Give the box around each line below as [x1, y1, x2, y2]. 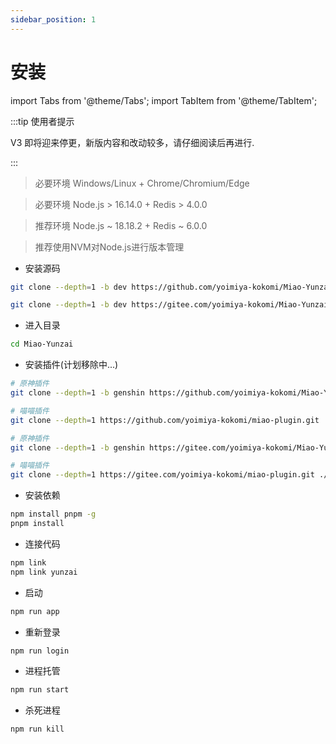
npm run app [10, 606, 60, 616]
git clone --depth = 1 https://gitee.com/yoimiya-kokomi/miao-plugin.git [10, 470, 315, 480]
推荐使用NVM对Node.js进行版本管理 [34, 241, 185, 253]
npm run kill [10, 724, 65, 735]
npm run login [10, 646, 70, 656]
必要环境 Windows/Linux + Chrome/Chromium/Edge [34, 177, 250, 189]
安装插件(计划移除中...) [24, 359, 119, 371]
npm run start [10, 685, 70, 695]
